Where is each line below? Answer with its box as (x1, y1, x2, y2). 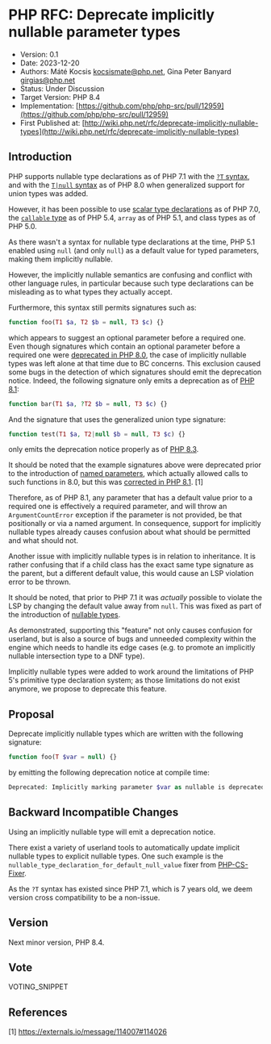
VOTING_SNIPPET (8, 982, 69, 992)
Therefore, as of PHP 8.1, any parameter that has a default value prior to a (8, 493, 252, 503)
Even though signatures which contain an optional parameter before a (8, 341, 240, 351)
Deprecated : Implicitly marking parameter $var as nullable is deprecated (8, 783, 265, 791)
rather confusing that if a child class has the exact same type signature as (8, 560, 254, 570)
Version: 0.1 (19, 49, 59, 59)
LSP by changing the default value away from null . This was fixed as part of (8, 601, 262, 611)
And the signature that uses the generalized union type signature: (8, 414, 227, 424)
